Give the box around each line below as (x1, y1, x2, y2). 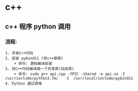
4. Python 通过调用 (5, 81, 42, 86)
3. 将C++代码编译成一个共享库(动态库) (5, 66, 74, 71)
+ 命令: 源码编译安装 (14, 61, 53, 66)
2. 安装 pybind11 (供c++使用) (5, 56, 64, 61)
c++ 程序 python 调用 (5, 22, 71, 30)
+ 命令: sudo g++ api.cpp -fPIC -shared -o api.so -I (14, 71, 125, 76)
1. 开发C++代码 (5, 51, 34, 56)
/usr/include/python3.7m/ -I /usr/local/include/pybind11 (5, 76, 134, 81)
